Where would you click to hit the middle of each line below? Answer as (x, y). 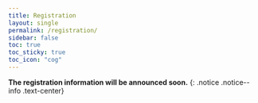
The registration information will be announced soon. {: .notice (114, 82)
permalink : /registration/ (53, 30)
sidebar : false (33, 38)
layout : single (33, 23)
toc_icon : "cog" (35, 60)
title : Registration (43, 15)
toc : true (25, 45)
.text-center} (44, 90)
